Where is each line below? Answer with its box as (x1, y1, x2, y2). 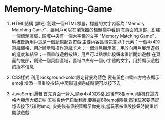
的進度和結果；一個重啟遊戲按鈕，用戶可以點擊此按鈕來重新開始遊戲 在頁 (11, 51, 161, 57)
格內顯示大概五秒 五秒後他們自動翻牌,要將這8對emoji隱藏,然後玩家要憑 (11, 97, 155, 103)
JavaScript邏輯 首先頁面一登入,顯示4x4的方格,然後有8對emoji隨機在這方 (11, 90, 159, 97)
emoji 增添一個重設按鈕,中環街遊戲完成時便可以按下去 (11, 80, 121, 86)
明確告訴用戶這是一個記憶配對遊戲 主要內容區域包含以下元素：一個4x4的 (11, 39, 160, 45)
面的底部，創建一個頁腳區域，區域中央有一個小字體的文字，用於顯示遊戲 (11, 57, 159, 63)
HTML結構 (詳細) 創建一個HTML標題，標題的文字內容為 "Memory (11, 20, 145, 26)
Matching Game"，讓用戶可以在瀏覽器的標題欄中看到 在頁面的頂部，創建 (11, 26, 160, 33)
